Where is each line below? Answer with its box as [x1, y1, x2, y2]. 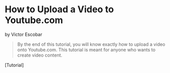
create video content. [17, 52, 63, 58]
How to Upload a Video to [5, 4, 114, 15]
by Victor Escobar [5, 31, 43, 37]
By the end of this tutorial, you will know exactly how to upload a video [17, 41, 165, 47]
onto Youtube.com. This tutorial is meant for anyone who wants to [17, 46, 156, 53]
